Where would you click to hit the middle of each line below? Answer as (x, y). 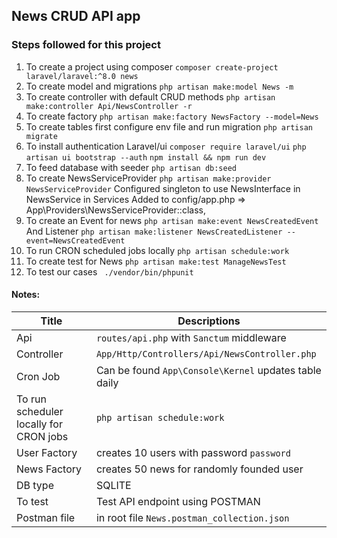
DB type (35, 485)
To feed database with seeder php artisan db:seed (131, 167)
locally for (39, 424)
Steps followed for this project (86, 45)
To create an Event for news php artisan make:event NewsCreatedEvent (172, 220)
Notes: (26, 295)
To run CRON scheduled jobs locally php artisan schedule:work (157, 250)
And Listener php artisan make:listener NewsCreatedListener (154, 231)
